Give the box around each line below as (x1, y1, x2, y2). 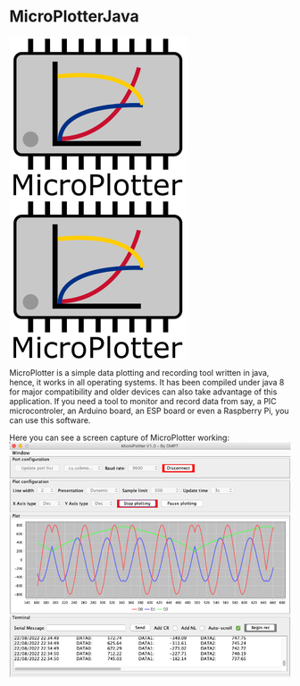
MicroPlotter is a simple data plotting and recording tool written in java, (9, 367, 270, 377)
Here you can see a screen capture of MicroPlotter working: (9, 432, 230, 443)
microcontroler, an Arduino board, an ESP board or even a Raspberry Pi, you (9, 405, 289, 416)
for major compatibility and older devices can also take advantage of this (9, 386, 278, 397)
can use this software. (9, 414, 91, 426)
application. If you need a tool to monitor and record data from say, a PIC (9, 395, 277, 406)
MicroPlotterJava (9, 6, 140, 27)
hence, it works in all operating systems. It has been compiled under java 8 (9, 377, 285, 387)
